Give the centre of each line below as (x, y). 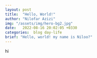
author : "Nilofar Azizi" (30, 19)
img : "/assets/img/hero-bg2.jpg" (39, 23)
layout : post (18, 10)
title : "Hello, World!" (30, 14)
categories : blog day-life (34, 32)
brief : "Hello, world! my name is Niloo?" (49, 37)
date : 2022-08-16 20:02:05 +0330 (41, 28)
